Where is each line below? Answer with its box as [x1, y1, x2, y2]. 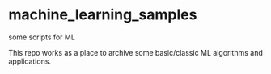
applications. [8, 56, 51, 66]
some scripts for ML [8, 32, 75, 42]
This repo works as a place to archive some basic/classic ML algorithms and [8, 47, 263, 57]
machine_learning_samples [8, 6, 197, 24]
